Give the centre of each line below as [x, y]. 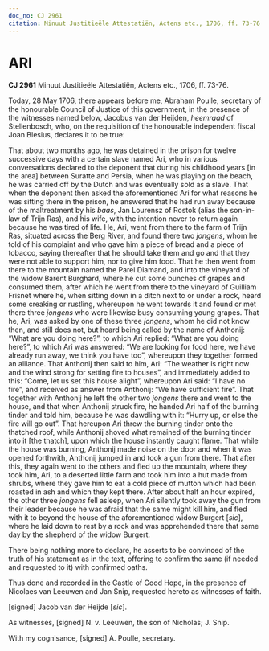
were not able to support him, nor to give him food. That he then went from [132, 261]
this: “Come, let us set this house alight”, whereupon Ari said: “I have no [127, 381]
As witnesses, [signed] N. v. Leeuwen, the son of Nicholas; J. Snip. [119, 623]
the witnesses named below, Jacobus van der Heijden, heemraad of [121, 118]
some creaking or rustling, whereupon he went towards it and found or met [132, 304]
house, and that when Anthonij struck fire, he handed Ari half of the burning [133, 407]
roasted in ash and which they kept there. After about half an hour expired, [132, 492]
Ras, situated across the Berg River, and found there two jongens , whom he [133, 236]
